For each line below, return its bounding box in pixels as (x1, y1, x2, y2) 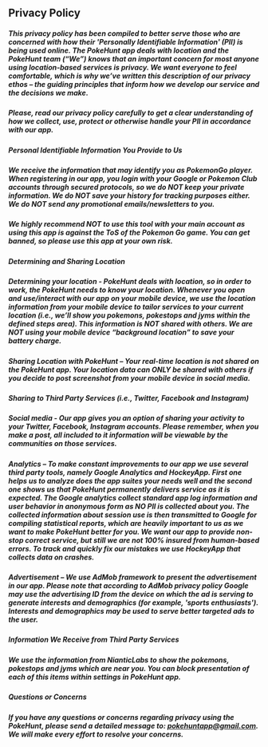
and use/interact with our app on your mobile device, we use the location (8, 294, 256, 303)
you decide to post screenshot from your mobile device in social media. (8, 373, 251, 382)
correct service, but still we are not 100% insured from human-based (25, 535, 260, 545)
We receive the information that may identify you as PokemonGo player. (8, 165, 253, 175)
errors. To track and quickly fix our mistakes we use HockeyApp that (8, 543, 241, 553)
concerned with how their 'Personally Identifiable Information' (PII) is (8, 37, 243, 46)
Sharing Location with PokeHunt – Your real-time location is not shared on (8, 356, 259, 366)
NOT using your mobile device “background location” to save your (8, 327, 235, 338)
